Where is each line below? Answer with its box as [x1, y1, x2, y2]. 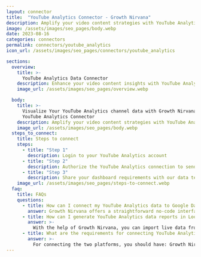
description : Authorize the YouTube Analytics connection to [28, 164, 184, 170]
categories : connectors [6, 36, 66, 42]
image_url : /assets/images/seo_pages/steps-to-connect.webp [17, 180, 170, 186]
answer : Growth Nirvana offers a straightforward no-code [28, 208, 175, 214]
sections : [6, 58, 31, 65]
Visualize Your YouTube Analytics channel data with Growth [22, 108, 175, 114]
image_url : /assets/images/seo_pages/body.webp [17, 125, 138, 131]
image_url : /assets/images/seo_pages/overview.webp [17, 86, 148, 93]
